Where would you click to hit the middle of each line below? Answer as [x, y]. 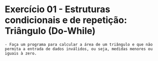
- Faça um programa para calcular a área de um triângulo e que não [79, 44]
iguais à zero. [21, 53]
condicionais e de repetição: [66, 20]
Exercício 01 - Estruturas [57, 9]
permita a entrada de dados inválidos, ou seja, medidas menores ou [79, 49]
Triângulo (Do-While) [50, 31]
